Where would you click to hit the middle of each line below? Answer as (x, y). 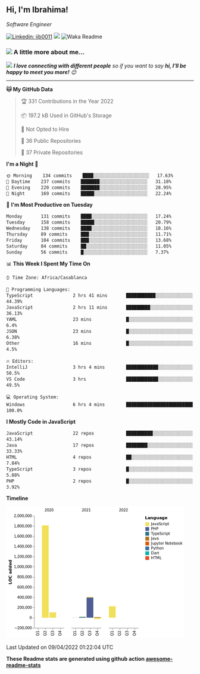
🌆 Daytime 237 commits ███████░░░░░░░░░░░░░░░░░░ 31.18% (89, 182)
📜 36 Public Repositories (51, 141)
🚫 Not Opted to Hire (45, 129)
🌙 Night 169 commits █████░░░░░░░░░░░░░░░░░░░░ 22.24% (89, 194)
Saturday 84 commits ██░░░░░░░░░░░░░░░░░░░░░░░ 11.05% (89, 246)
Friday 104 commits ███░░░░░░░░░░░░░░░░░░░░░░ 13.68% (89, 241)
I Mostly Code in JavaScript (41, 422)
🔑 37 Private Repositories (52, 152)
